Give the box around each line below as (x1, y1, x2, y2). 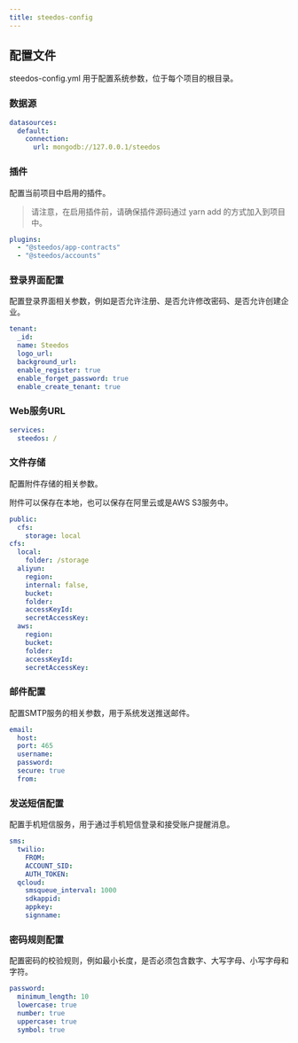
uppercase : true (17, 1016, 77, 1026)
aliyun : (17, 564, 46, 573)
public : (9, 515, 38, 524)
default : (17, 126, 50, 136)
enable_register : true (17, 365, 101, 375)
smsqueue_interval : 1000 (25, 886, 117, 895)
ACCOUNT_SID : (25, 861, 74, 870)
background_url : (17, 357, 77, 366)
